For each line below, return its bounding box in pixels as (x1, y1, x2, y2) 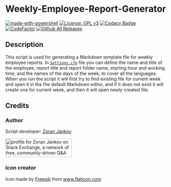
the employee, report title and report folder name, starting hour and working (5, 65, 165, 71)
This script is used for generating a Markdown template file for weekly (5, 54, 153, 60)
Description (5, 40, 43, 49)
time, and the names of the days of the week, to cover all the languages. (5, 70, 157, 76)
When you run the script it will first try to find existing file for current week (5, 75, 161, 82)
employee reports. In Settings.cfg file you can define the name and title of (5, 59, 162, 66)
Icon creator (5, 164, 37, 172)
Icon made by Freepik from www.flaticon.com (5, 176, 102, 182)
